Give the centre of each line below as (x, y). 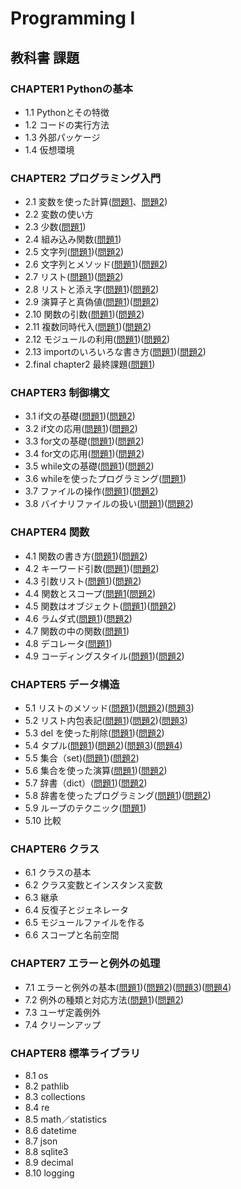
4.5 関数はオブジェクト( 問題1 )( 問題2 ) (100, 606)
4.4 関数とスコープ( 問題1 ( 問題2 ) (90, 593)
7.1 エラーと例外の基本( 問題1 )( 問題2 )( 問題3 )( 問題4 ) (128, 987)
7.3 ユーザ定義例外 (62, 1012)
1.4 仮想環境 (49, 149)
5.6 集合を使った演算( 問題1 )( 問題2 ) (96, 771)
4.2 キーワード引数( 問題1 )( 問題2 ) (92, 568)
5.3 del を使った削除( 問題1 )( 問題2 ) (94, 733)
